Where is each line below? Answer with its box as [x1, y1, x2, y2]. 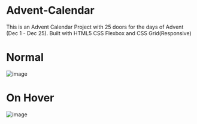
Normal [6, 51, 44, 64]
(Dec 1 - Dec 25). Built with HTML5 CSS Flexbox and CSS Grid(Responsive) [6, 29, 192, 36]
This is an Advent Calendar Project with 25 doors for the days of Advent [6, 23, 184, 30]
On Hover [6, 91, 54, 105]
